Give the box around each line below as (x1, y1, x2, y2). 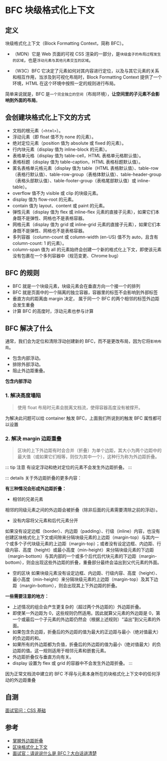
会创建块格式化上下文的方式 (5, 113, 91, 122)
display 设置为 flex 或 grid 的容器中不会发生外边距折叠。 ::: (12, 660, 133, 666)
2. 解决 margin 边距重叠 (5, 435, 62, 442)
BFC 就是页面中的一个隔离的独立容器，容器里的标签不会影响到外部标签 (12, 289, 158, 295)
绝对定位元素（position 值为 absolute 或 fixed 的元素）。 (12, 140, 126, 146)
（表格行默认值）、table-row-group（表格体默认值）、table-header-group (12, 171, 162, 177)
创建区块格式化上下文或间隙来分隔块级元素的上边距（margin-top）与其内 (5, 534, 155, 541)
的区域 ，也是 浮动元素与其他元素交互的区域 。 (12, 57, 93, 63)
